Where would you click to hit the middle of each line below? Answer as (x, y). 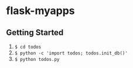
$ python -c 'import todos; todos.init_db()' (71, 53)
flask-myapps (40, 11)
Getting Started (35, 33)
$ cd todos (28, 47)
